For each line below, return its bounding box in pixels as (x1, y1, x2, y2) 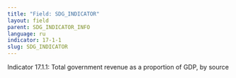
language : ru (7, 30, 46, 38)
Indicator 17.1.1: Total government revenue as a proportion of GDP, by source (7, 63, 229, 71)
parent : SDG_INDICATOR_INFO (7, 23, 91, 30)
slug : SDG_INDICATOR (7, 43, 69, 50)
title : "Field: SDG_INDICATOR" (7, 10, 100, 18)
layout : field (7, 17, 50, 24)
